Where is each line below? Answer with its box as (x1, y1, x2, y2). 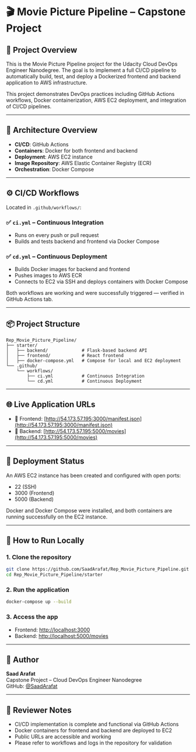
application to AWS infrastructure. (6, 79, 87, 86)
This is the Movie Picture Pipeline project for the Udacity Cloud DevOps (6, 60, 178, 67)
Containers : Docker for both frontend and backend (14, 147, 138, 154)
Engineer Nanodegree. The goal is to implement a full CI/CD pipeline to (6, 67, 177, 74)
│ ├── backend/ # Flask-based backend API (6, 348, 148, 353)
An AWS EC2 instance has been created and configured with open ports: (6, 472, 181, 479)
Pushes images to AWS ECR (14, 272, 82, 279)
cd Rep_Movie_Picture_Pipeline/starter (6, 572, 103, 578)
